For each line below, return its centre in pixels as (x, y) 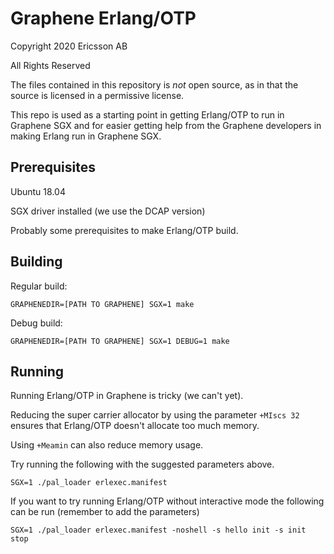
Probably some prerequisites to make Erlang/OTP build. (124, 230)
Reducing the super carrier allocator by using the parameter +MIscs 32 (155, 415)
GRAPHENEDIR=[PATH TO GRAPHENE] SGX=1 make (102, 304)
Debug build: (36, 323)
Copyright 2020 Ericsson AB (69, 46)
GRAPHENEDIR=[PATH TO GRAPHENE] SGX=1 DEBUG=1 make (120, 341)
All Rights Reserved (50, 65)
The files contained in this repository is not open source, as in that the (154, 84)
